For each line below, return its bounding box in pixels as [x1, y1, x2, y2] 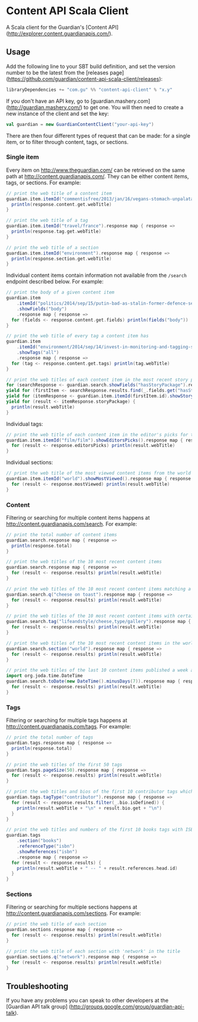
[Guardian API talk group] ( [6, 1003, 71, 1010]
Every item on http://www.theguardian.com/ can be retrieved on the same [6, 166, 186, 174]
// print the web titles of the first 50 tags [6, 762, 123, 768]
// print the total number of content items [6, 531, 117, 538]
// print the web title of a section [6, 244, 99, 250]
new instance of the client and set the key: [6, 110, 109, 117]
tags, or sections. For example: [6, 179, 81, 186]
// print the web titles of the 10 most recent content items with [6, 613, 176, 619]
